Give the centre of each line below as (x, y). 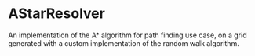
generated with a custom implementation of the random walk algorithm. (124, 43)
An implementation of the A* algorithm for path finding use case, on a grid (127, 35)
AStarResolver (57, 14)
